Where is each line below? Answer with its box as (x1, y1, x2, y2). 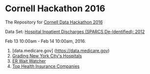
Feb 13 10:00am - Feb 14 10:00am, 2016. (5, 38, 86, 44)
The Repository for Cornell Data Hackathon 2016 (5, 19, 103, 25)
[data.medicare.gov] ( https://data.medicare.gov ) (12, 48, 110, 53)
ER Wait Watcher (12, 58, 46, 64)
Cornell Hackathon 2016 (5, 3, 106, 14)
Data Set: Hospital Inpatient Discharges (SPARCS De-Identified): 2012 (5, 28, 145, 34)
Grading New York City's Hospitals (12, 52, 82, 59)
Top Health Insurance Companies (12, 63, 80, 69)
